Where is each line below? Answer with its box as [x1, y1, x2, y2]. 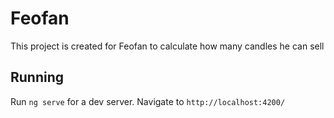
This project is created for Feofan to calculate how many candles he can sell [10, 40, 325, 52]
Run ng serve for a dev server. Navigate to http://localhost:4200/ [10, 95, 286, 107]
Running [10, 69, 65, 86]
